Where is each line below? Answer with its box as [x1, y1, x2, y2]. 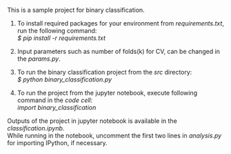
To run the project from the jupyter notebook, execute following [17, 89, 198, 97]
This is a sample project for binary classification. [7, 6, 145, 14]
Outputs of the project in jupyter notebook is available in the [7, 117, 177, 125]
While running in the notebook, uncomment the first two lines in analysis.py [7, 131, 222, 139]
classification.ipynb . [7, 124, 65, 132]
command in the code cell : [17, 96, 93, 104]
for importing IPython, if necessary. [7, 139, 108, 147]
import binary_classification [17, 104, 97, 111]
